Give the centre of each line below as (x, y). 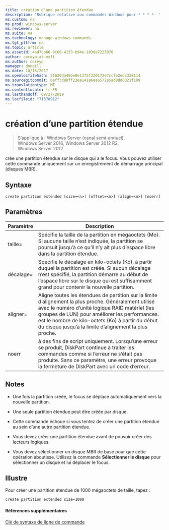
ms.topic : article (24, 47)
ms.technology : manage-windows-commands (48, 38)
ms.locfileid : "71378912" (32, 99)
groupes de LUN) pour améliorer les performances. (99, 314)
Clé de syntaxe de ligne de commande (45, 522)
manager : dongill (23, 66)
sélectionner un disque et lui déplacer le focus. (61, 462)
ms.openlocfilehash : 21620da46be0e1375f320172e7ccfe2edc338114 (73, 76)
